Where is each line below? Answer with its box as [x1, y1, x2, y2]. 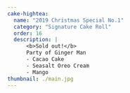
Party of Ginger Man [25, 50, 86, 57]
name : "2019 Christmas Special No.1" [13, 17, 124, 24]
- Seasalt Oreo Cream [25, 62, 90, 69]
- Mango [25, 69, 49, 76]
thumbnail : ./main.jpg [7, 75, 74, 83]
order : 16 [13, 29, 42, 37]
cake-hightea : [7, 10, 49, 17]
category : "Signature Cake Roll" [13, 23, 112, 30]
